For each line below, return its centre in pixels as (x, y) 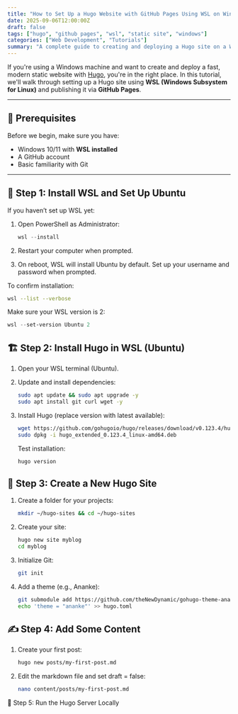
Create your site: (42, 527)
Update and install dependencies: (67, 382)
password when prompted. (57, 272)
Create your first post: (50, 650)
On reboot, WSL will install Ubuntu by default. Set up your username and (124, 264)
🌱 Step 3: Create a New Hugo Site (82, 483)
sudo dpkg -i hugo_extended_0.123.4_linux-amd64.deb (97, 435)
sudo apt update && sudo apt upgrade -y (78, 395)
